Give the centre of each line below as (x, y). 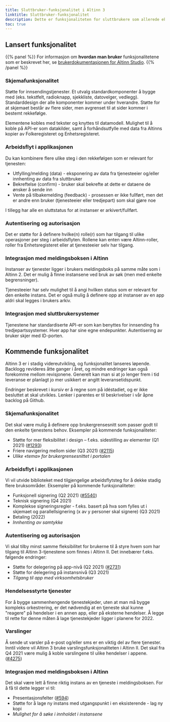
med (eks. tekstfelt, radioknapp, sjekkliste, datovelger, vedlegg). (72, 97)
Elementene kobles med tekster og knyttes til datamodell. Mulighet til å (79, 123)
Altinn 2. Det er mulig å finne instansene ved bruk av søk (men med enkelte (83, 275)
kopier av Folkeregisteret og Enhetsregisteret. (53, 134)
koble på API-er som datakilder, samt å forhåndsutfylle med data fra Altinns (84, 129)
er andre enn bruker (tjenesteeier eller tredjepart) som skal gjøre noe (84, 200)
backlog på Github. (25, 401)
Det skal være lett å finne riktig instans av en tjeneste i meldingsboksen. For (84, 683)
